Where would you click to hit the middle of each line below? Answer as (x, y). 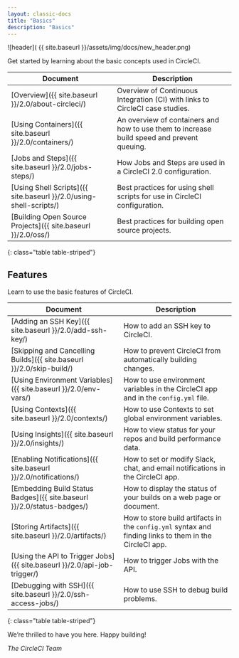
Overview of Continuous (158, 91)
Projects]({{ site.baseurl (51, 226)
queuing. (132, 147)
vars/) (21, 398)
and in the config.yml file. (166, 398)
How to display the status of (170, 489)
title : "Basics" (31, 21)
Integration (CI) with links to (163, 100)
